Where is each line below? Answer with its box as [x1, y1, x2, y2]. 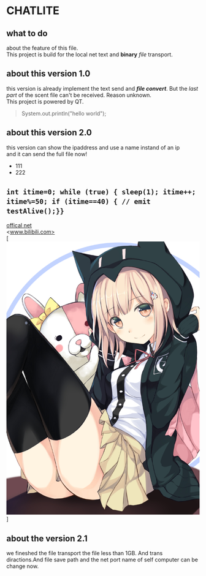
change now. [6, 563, 39, 570]
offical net [6, 222, 32, 229]
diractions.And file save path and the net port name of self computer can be [6, 556, 198, 564]
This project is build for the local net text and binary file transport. [6, 51, 173, 58]
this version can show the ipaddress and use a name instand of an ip [6, 143, 180, 151]
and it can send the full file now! [6, 150, 88, 157]
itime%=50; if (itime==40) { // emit [6, 197, 151, 206]
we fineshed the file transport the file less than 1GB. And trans [6, 550, 163, 557]
